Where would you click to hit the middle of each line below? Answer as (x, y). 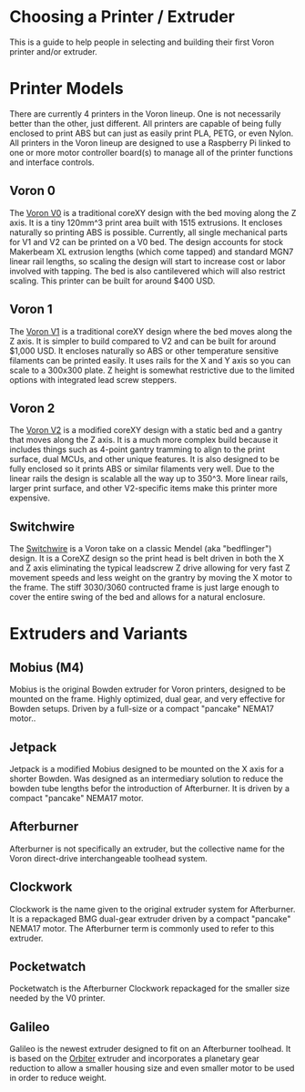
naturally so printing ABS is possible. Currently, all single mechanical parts (149, 232)
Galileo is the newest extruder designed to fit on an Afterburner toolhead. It (150, 1049)
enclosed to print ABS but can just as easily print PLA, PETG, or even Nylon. (152, 133)
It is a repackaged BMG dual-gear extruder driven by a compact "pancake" (150, 919)
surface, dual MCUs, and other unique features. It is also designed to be (145, 459)
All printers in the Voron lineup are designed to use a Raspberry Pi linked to (150, 142)
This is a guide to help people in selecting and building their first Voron (142, 42)
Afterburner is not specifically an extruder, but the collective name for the (147, 849)
